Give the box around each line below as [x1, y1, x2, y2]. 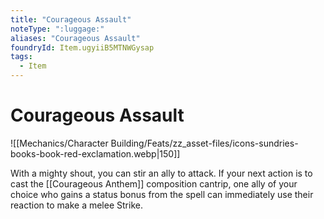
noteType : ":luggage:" [10, 24, 105, 34]
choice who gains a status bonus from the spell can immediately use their [10, 188, 314, 200]
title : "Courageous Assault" [10, 14, 132, 25]
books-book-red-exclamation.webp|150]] [10, 147, 181, 160]
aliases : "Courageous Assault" [10, 33, 141, 43]
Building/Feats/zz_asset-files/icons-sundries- [110, 137, 299, 149]
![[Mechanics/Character [10, 137, 109, 149]
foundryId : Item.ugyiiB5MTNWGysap [10, 42, 155, 53]
